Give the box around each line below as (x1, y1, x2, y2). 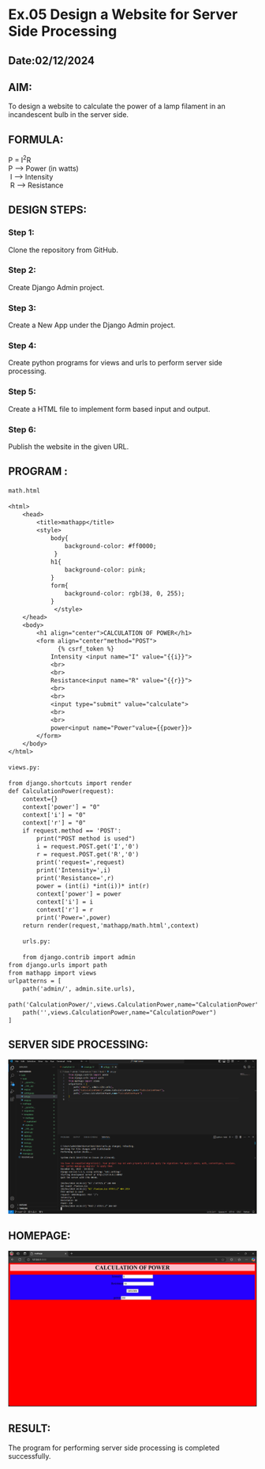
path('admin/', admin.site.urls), (22, 984, 136, 993)
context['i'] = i (36, 897, 93, 906)
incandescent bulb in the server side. (8, 110, 129, 119)
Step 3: (8, 302, 37, 313)
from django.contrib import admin (22, 953, 136, 961)
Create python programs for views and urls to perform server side (8, 358, 222, 368)
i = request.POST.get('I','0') (36, 842, 140, 851)
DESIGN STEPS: (8, 203, 88, 217)
